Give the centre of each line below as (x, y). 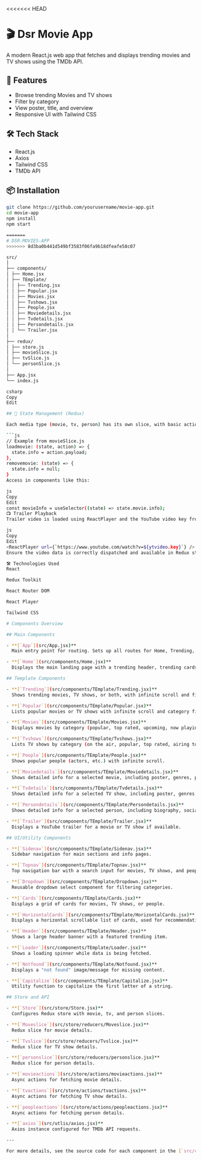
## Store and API (28, 997)
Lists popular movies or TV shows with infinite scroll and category (100, 712)
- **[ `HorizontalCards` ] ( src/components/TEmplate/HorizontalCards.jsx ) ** (101, 915)
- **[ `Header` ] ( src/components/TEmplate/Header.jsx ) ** (76, 931)
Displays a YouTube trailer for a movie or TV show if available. (96, 827)
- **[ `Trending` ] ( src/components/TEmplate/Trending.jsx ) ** (82, 689)
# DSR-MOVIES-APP (28, 241)
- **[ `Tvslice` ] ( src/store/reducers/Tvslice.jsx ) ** (72, 1041)
